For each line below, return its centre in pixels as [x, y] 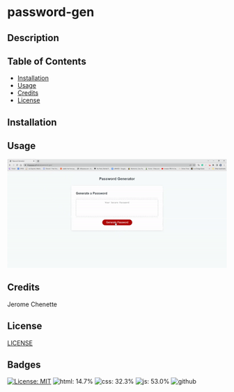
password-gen [51, 12]
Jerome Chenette [32, 304]
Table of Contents [47, 61]
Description [33, 38]
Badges [24, 364]
